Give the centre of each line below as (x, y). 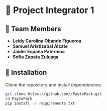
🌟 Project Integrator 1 (50, 10)
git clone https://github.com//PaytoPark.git (54, 94)
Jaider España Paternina (39, 51)
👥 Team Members (33, 29)
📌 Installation (26, 73)
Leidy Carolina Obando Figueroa (47, 41)
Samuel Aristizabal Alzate (40, 46)
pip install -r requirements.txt (40, 103)
